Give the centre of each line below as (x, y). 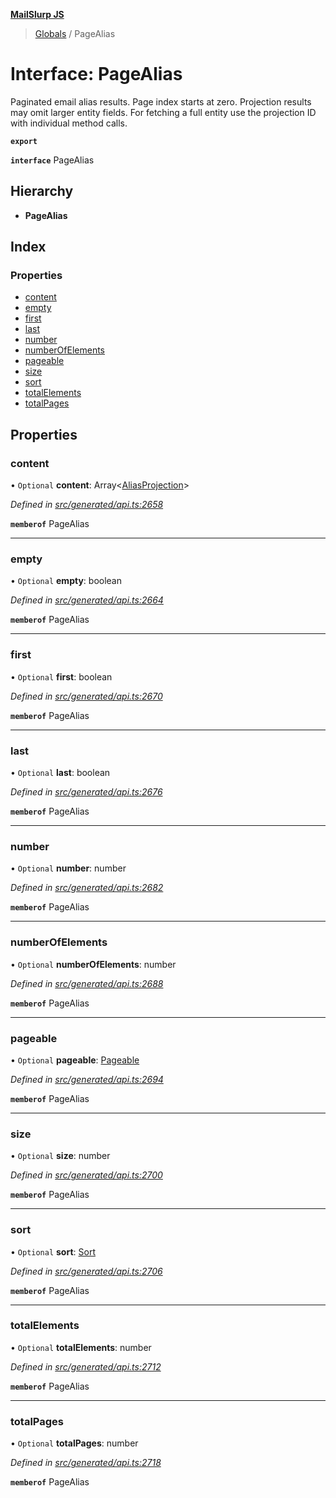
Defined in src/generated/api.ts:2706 (86, 1271)
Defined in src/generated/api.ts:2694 (87, 1079)
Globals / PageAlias (75, 33)
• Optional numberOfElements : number (93, 964)
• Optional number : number (68, 868)
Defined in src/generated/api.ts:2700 (86, 1175)
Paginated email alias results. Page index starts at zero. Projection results (161, 101)
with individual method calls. (69, 123)
